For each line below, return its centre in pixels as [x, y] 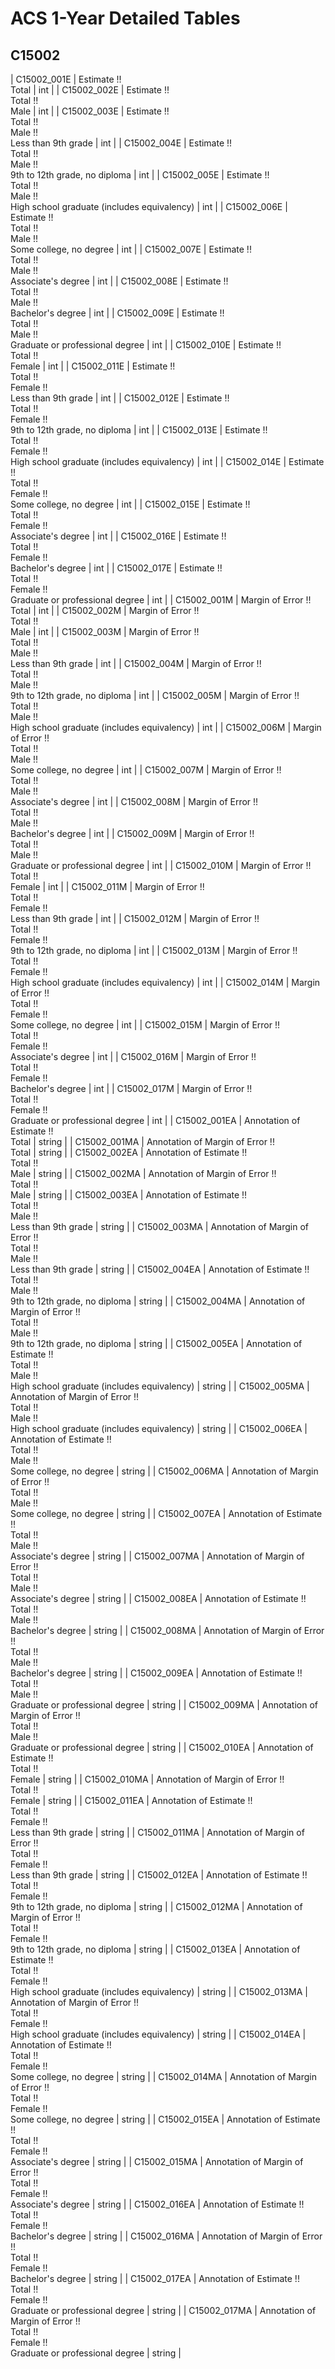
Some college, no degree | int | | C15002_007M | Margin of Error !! [146, 770]
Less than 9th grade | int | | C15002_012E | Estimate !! [120, 398]
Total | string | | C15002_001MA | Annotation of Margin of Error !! [142, 1141]
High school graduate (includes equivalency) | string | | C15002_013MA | [159, 1991]
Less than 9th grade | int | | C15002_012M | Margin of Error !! [135, 918]
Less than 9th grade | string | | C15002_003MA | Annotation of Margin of [159, 1226]
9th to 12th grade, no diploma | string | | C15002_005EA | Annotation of [156, 1343]
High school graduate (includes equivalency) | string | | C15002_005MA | [160, 1386]
